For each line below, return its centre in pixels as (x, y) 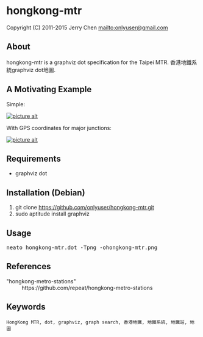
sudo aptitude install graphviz (52, 214)
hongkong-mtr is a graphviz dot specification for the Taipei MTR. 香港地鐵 (99, 62)
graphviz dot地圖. (34, 70)
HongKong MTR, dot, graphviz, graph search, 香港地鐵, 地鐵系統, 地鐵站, (97, 322)
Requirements (34, 158)
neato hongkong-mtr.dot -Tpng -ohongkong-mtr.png (82, 248)
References (29, 266)
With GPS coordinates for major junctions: (59, 128)
